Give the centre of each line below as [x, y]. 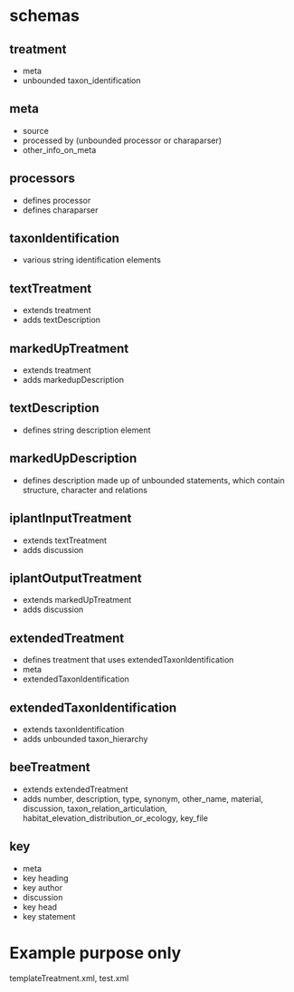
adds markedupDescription [73, 380]
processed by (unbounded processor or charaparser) [122, 140]
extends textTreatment [64, 540]
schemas [44, 16]
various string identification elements [91, 260]
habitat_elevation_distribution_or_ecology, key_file [115, 818]
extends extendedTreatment [75, 789]
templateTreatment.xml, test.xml [69, 978]
